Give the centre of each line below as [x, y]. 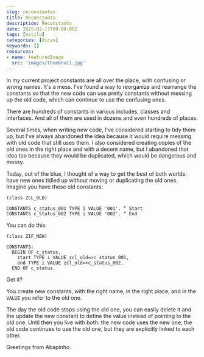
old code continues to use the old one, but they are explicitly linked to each [100, 328]
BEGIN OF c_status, [37, 252]
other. [14, 335]
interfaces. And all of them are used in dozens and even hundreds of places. [102, 118]
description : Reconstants [39, 23]
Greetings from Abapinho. [39, 347]
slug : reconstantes [31, 12]
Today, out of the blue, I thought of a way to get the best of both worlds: [97, 173]
